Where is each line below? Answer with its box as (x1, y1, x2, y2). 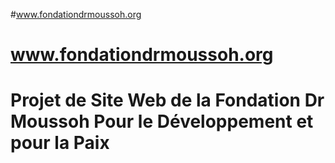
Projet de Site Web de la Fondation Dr (10, 89, 325, 112)
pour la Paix (10, 132, 110, 154)
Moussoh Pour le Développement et (10, 110, 314, 133)
